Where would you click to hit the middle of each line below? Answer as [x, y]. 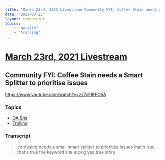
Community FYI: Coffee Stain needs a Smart [74, 75]
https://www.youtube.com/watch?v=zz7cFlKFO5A [56, 95]
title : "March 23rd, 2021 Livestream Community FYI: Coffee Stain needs [81, 10]
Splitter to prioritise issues [46, 82]
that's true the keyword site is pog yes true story [66, 152]
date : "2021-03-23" [25, 14]
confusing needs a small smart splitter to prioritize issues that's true [86, 147]
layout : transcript [25, 19]
